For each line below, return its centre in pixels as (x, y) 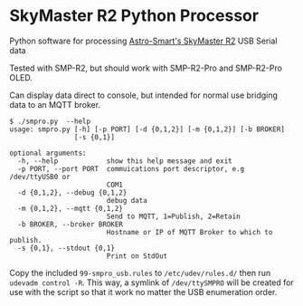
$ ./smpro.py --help (50, 121)
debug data (127, 200)
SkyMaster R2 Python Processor (134, 16)
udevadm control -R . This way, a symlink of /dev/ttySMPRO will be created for (151, 282)
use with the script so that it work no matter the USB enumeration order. (143, 292)
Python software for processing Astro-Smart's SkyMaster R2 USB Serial (143, 41)
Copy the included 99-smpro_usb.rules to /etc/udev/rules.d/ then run (140, 273)
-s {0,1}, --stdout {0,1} (66, 248)
